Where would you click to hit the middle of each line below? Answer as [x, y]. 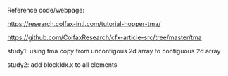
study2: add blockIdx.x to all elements [62, 65]
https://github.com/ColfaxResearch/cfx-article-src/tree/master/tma [104, 37]
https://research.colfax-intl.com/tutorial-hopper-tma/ [84, 24]
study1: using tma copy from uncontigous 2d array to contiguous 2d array [114, 51]
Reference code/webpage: [46, 10]
